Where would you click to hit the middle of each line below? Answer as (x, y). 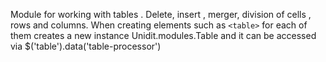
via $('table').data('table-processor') (86, 46)
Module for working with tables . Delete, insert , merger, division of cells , (161, 14)
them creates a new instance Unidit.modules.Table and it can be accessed (163, 35)
